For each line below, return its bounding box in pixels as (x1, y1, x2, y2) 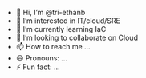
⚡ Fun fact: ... (15, 62, 60, 72)
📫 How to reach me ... (15, 42, 91, 51)
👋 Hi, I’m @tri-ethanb (15, 8, 86, 17)
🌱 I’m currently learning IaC (15, 25, 107, 33)
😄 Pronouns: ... (15, 53, 68, 63)
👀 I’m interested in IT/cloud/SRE (15, 16, 121, 25)
